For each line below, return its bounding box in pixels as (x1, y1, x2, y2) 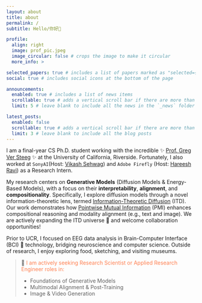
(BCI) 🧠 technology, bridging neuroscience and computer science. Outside (6, 241, 191, 248)
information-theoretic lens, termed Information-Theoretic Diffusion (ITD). (6, 198, 186, 205)
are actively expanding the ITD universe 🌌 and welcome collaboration (6, 217, 179, 224)
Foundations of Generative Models (29, 277, 116, 284)
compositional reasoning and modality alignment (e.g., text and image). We (6, 210, 192, 218)
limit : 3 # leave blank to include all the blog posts (11, 130, 152, 136)
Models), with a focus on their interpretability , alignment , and (23, 185, 178, 192)
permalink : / (6, 20, 39, 26)
